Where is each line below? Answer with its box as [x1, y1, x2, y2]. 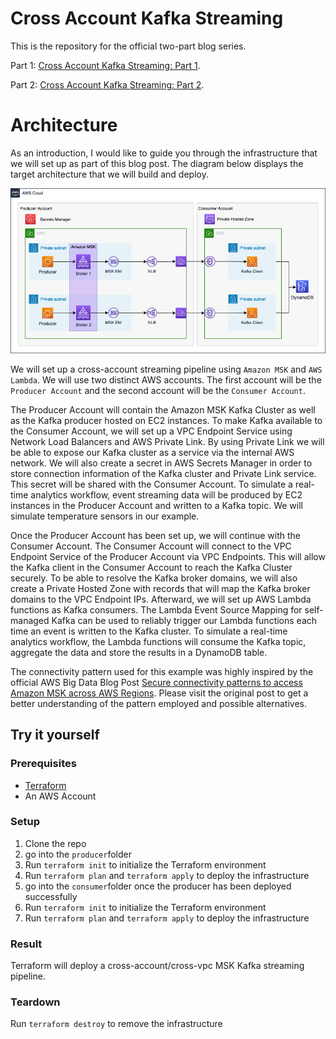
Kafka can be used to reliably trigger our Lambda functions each [51, 614, 318, 626]
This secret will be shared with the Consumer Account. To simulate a [10, 478, 293, 490]
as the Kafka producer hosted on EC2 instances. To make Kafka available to [10, 414, 323, 426]
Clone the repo [24, 837, 87, 849]
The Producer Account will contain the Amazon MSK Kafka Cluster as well [10, 403, 316, 416]
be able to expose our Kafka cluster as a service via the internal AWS [10, 446, 295, 458]
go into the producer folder [24, 848, 132, 860]
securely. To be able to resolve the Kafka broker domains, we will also [10, 572, 298, 584]
